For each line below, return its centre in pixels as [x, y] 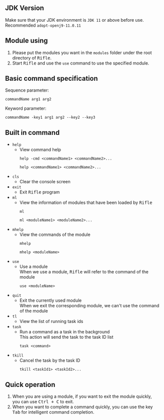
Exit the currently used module [51, 300]
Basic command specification [52, 79]
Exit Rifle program [40, 192]
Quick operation [30, 384]
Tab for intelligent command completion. [53, 412]
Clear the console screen [45, 182]
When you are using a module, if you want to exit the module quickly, [82, 396]
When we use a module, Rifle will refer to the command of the [84, 272]
